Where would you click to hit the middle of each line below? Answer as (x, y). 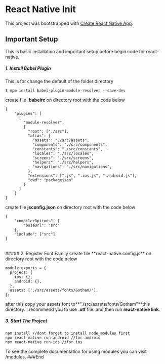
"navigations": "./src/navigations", (72, 167)
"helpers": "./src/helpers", (63, 162)
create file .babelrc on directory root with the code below (65, 100)
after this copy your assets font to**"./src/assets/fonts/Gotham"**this (78, 304)
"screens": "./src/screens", (63, 158)
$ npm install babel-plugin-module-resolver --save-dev (65, 90)
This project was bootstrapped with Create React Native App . (69, 23)
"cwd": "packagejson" (50, 180)
